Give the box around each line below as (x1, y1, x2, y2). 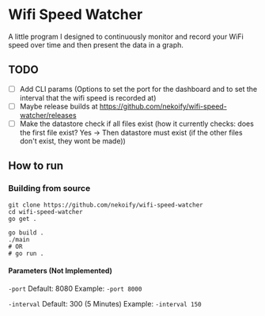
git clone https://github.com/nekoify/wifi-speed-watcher (8, 200, 203, 209)
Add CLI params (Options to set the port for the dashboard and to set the (19, 84, 258, 93)
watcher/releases (19, 110, 77, 120)
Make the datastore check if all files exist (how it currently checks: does (19, 119, 255, 128)
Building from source (8, 183, 91, 194)
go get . (8, 215, 37, 223)
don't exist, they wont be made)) (19, 136, 127, 146)
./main (8, 235, 30, 243)
